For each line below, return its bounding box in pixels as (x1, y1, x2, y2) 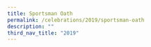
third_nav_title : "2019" (7, 29, 79, 37)
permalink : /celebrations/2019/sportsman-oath (7, 17, 145, 23)
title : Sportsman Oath (7, 10, 73, 17)
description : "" (7, 23, 54, 30)
